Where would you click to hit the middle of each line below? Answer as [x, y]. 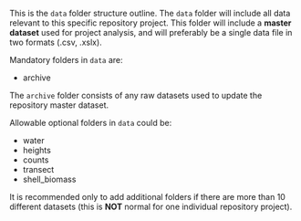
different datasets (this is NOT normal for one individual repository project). [151, 206]
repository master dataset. [59, 105]
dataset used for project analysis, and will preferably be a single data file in [151, 32]
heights [37, 150]
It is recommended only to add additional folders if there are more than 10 [147, 197]
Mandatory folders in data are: [66, 60]
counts [36, 160]
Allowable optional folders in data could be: [91, 123]
